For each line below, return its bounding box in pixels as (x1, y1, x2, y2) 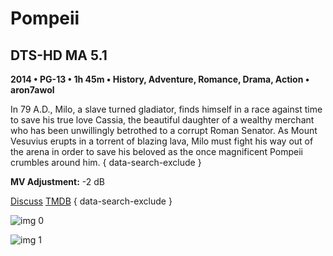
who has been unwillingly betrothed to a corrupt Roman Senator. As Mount (10, 125, 318, 136)
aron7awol (10, 84, 55, 96)
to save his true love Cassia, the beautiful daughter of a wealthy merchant (10, 114, 315, 126)
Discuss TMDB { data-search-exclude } (10, 195, 173, 207)
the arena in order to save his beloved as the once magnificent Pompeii (10, 146, 303, 157)
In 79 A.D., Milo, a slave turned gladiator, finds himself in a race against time (10, 103, 323, 115)
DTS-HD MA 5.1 (10, 47, 108, 64)
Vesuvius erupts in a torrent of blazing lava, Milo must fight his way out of (10, 135, 314, 147)
